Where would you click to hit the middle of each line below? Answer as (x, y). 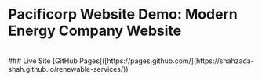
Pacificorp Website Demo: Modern (123, 14)
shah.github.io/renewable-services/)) (68, 69)
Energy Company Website (95, 31)
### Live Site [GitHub (43, 61)
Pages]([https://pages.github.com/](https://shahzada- (167, 61)
